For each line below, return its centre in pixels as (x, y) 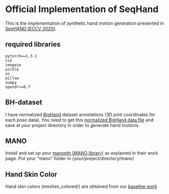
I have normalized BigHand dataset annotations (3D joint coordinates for (80, 114)
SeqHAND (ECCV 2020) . (31, 28)
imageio (13, 65)
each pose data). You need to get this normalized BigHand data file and (79, 120)
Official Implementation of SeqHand (82, 9)
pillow (12, 78)
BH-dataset (24, 103)
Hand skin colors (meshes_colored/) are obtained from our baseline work (81, 186)
